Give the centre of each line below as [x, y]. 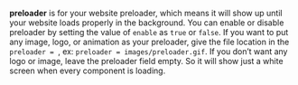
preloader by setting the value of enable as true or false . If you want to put [149, 32]
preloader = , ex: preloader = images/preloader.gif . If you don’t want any [149, 52]
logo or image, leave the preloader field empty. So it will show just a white [146, 61]
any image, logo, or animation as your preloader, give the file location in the [149, 42]
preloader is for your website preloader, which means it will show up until [146, 13]
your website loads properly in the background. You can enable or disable [147, 23]
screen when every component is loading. [88, 71]
